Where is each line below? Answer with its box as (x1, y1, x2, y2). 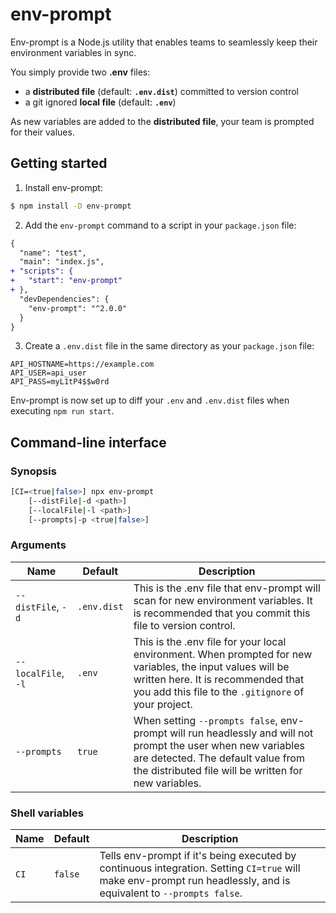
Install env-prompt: (24, 181, 103, 193)
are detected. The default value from (133, 751, 305, 765)
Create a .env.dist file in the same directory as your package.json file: (24, 340, 315, 352)
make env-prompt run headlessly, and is (99, 874, 291, 888)
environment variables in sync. (10, 46, 137, 58)
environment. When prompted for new (133, 647, 313, 661)
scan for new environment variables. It (133, 593, 313, 607)
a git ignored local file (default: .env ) (24, 96, 177, 108)
